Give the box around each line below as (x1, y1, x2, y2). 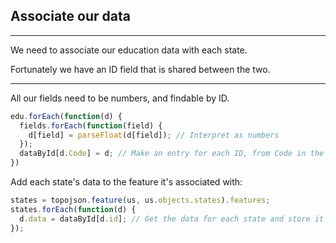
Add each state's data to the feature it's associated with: (10, 176, 243, 188)
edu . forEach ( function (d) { (10, 111, 123, 121)
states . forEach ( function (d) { (10, 204, 137, 214)
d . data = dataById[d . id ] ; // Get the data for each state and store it (19, 214, 325, 224)
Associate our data (10, 8, 131, 25)
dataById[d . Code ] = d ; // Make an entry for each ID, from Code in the (19, 149, 325, 159)
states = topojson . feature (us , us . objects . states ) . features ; (10, 195, 271, 206)
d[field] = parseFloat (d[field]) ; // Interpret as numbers (28, 130, 280, 140)
